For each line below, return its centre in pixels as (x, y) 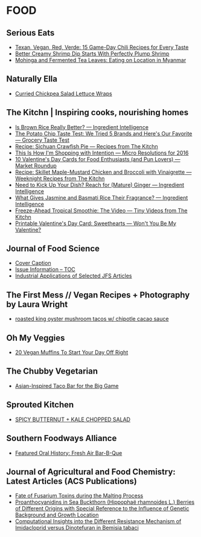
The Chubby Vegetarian (52, 371)
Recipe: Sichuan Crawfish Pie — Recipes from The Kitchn (86, 146)
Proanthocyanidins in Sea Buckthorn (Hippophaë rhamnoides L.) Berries (105, 502)
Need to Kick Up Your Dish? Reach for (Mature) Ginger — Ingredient (100, 185)
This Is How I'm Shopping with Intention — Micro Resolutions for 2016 (102, 153)
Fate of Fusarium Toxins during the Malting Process (79, 496)
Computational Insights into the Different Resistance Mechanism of (98, 521)
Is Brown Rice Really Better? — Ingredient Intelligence (82, 127)
